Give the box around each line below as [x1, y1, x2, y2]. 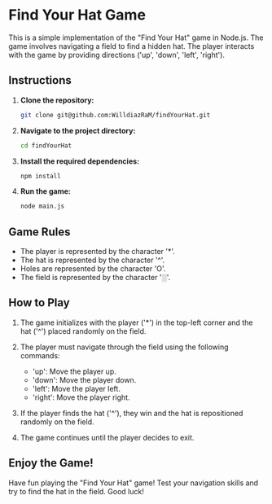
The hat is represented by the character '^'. [20, 255, 165, 265]
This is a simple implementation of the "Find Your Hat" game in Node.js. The [8, 33, 264, 42]
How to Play [8, 296, 71, 310]
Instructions [8, 73, 72, 87]
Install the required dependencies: [20, 156, 140, 166]
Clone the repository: [20, 95, 94, 105]
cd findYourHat [20, 141, 72, 150]
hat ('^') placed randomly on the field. [20, 326, 147, 335]
